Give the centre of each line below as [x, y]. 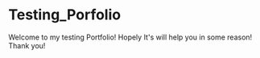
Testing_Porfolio [65, 15]
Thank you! [27, 45]
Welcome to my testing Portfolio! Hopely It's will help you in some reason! [130, 37]
